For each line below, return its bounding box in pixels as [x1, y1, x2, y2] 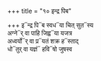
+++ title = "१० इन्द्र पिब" [7, 7, 72, 15]
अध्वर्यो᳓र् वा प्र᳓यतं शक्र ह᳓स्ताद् [7, 37, 79, 45]
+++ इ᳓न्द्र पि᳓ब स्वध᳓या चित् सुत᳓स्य [7, 21, 94, 29]
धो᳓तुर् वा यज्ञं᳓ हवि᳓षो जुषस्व [7, 45, 73, 53]
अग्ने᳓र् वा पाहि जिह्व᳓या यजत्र [7, 29, 73, 37]
